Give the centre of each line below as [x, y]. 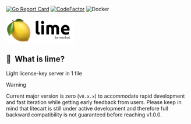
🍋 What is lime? [36, 59]
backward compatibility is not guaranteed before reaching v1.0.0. [84, 115]
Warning [16, 84]
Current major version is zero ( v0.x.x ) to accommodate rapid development [95, 96]
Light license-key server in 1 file [44, 73]
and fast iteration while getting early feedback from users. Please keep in [94, 102]
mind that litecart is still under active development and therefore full [87, 108]
